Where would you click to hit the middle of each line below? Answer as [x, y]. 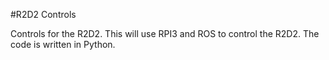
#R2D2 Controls [43, 14]
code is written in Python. [63, 44]
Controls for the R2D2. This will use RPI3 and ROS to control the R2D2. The [165, 33]
